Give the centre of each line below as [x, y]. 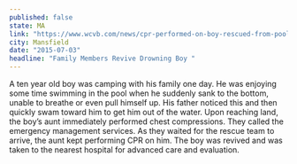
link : [19, 34]
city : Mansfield [39, 42]
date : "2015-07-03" [45, 51]
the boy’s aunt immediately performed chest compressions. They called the [147, 121]
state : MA [27, 26]
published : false [41, 17]
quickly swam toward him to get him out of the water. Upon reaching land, [144, 112]
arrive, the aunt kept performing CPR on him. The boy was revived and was [146, 140]
